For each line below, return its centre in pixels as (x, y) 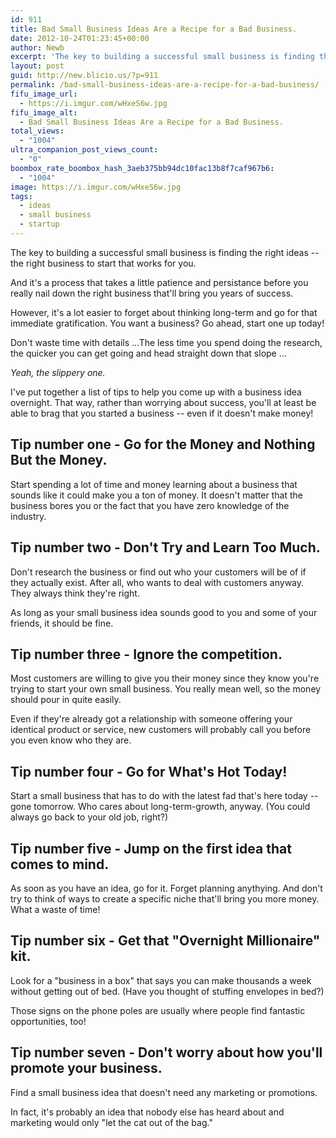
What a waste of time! (55, 909)
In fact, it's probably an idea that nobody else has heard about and (147, 1112)
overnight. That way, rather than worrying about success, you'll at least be (163, 402)
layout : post (37, 66)
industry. (28, 516)
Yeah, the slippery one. (58, 372)
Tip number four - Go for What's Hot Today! (149, 771)
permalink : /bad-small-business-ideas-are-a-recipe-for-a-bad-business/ (165, 85)
